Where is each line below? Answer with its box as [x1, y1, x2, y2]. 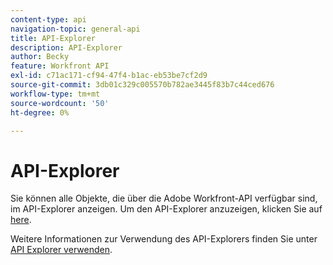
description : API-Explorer [10, 42, 123, 53]
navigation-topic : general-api [10, 24, 141, 34]
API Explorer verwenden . [10, 244, 113, 256]
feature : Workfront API [10, 61, 110, 71]
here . [10, 214, 32, 226]
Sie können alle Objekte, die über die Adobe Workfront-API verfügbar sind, [10, 192, 318, 205]
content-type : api [10, 14, 87, 25]
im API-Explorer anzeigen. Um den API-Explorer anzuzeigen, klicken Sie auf [10, 203, 323, 215]
